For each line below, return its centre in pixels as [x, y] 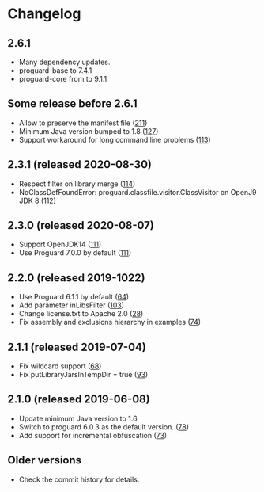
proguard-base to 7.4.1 [55, 71]
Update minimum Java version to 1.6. [79, 418]
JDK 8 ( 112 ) [37, 200]
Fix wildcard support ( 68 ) [60, 366]
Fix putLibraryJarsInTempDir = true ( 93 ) [83, 375]
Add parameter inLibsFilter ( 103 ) [71, 305]
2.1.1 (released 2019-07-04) [77, 347]
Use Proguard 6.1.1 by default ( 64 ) [74, 297]
